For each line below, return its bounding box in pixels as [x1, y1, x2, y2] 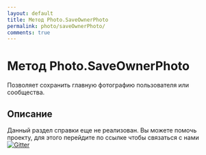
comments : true [7, 29, 51, 36]
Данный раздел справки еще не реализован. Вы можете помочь [7, 126, 197, 134]
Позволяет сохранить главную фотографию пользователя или [7, 81, 190, 89]
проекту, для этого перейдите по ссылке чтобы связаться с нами [7, 134, 200, 141]
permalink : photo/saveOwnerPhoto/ [7, 23, 106, 29]
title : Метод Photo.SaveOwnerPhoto [7, 16, 109, 23]
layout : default [7, 10, 53, 17]
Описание [7, 108, 53, 119]
